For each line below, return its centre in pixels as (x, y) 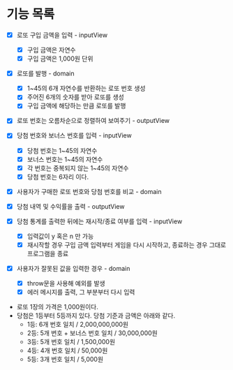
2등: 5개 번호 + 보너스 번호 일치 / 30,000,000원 (92, 333)
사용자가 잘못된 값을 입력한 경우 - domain (73, 269)
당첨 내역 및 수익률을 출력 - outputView (70, 206)
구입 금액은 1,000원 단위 (60, 59)
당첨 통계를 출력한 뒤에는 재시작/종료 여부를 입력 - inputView (99, 221)
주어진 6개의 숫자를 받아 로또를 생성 (76, 97)
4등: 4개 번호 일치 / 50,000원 (67, 350)
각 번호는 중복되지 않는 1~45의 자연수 (78, 168)
